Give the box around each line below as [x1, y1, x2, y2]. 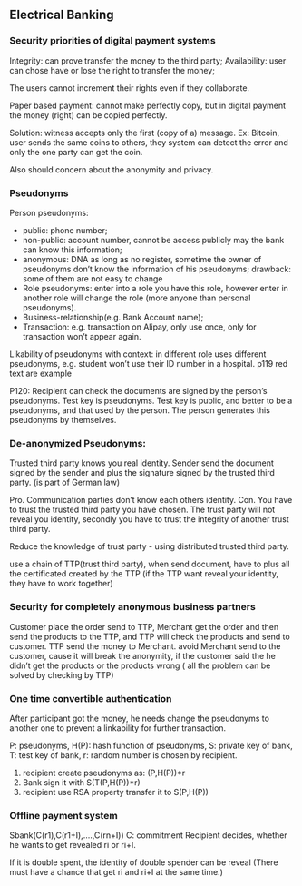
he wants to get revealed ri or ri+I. [9, 840, 136, 851]
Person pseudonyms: [9, 207, 89, 218]
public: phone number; [22, 224, 108, 235]
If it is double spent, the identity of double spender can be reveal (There [9, 857, 278, 868]
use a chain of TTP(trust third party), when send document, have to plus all [9, 558, 290, 570]
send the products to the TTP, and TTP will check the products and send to [9, 631, 290, 642]
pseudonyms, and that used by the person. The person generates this [9, 404, 270, 416]
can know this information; [22, 244, 122, 255]
